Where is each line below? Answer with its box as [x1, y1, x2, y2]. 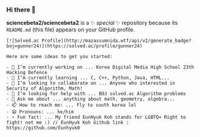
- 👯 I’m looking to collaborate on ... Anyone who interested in [6, 80, 175, 87]
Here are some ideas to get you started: [6, 54, 113, 60]
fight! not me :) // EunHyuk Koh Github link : [6, 119, 129, 126]
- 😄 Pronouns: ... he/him [6, 109, 74, 115]
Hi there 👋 [6, 5, 36, 14]
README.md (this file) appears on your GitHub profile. [6, 26, 135, 33]
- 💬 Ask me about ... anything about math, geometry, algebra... [6, 96, 175, 102]
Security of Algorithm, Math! [6, 85, 83, 92]
